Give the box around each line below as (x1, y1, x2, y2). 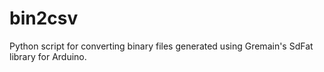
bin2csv (9, 7, 79, 30)
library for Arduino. (9, 50, 87, 62)
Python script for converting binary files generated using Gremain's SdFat (9, 40, 314, 52)
